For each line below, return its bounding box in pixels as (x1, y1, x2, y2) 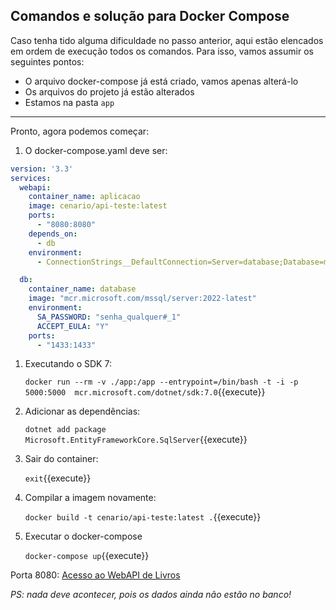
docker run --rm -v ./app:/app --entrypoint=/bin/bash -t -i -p (24, 377, 299, 388)
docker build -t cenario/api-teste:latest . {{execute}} (24, 511, 262, 523)
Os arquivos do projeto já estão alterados (24, 85, 195, 98)
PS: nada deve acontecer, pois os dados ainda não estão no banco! (10, 589, 292, 601)
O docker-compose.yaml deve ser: (24, 144, 168, 156)
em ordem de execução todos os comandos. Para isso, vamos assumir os (10, 45, 314, 57)
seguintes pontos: (10, 55, 85, 68)
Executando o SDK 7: (24, 358, 112, 370)
